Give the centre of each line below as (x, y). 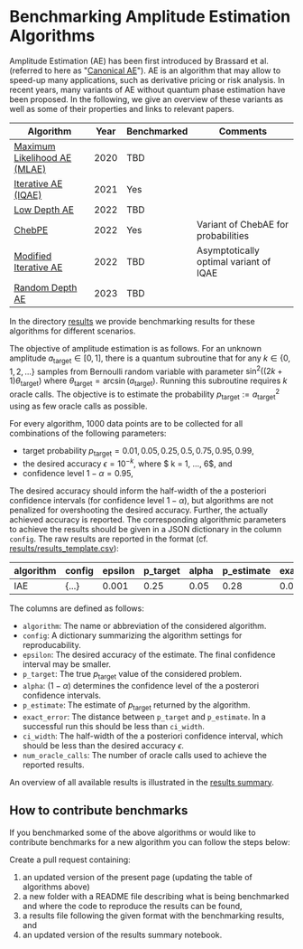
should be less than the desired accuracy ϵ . (103, 745)
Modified (33, 256)
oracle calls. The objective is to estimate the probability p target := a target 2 (145, 394)
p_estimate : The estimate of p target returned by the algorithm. (136, 705)
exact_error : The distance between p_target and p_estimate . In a (144, 717)
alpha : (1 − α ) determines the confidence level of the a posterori (141, 685)
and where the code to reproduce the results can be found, (132, 906)
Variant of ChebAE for (243, 224)
